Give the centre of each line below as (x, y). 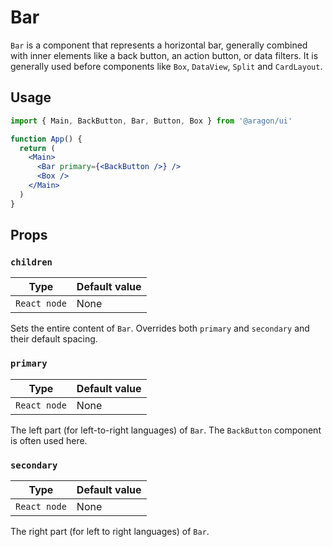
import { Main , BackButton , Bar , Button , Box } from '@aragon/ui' (151, 121)
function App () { (46, 139)
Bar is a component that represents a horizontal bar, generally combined (159, 45)
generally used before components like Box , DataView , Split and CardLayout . (166, 66)
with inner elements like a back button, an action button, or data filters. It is (164, 55)
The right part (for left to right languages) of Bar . (110, 531)
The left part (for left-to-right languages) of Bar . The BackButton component (166, 430)
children (31, 262)
